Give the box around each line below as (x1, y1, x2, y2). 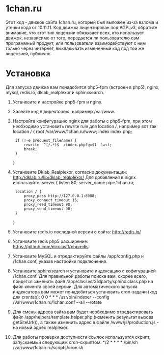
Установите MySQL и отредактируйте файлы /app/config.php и (12, 253, 144, 259)
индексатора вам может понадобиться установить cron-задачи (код (12, 289, 157, 294)
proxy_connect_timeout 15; (24, 197, 79, 202)
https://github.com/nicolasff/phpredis (12, 243, 89, 249)
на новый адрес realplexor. (12, 324, 69, 330)
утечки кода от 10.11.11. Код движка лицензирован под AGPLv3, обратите (5, 24, 158, 30)
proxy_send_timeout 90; (24, 206, 73, 211)
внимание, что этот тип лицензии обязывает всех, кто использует (5, 30, 144, 35)
